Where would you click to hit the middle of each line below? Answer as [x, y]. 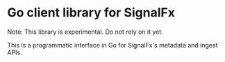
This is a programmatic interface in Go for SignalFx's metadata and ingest [112, 45]
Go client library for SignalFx [91, 13]
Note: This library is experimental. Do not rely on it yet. [85, 32]
